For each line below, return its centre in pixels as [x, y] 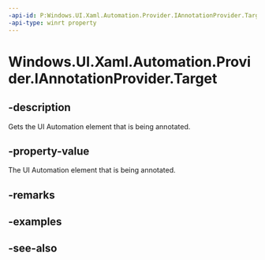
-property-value [49, 151]
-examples [35, 222]
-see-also [33, 249]
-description [39, 108]
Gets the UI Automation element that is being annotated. [99, 126]
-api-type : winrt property [52, 23]
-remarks [32, 195]
